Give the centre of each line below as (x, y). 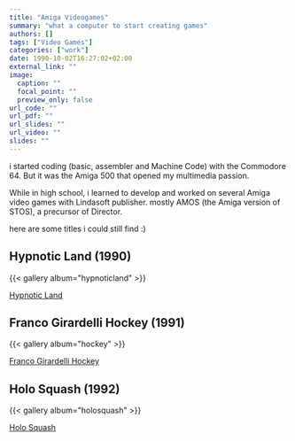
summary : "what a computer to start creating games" (109, 26)
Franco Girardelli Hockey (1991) (97, 323)
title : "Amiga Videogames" (59, 17)
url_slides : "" (37, 125)
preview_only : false (55, 100)
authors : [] (31, 34)
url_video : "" (35, 133)
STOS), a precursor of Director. (66, 211)
